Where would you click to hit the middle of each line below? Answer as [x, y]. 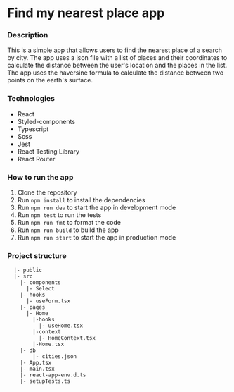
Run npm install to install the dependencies [81, 200]
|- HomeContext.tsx [67, 338]
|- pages [33, 307]
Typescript [33, 129]
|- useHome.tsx [60, 326]
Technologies [31, 99]
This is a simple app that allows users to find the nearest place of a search [115, 50]
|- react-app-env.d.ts [53, 375]
